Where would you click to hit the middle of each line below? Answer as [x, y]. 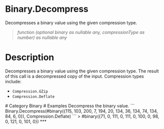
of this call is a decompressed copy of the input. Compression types [75, 76]
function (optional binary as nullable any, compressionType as [81, 32]
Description [30, 57]
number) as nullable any [42, 37]
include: [13, 81]
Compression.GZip [30, 91]
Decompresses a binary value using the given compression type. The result [82, 71]
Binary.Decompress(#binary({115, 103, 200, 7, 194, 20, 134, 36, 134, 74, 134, [82, 111]
